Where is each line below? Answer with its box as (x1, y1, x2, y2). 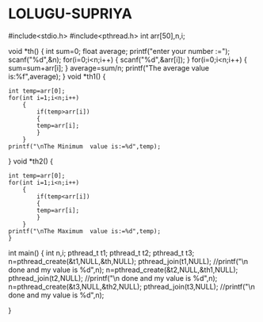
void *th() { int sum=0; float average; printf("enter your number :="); (8, 46, 231, 56)
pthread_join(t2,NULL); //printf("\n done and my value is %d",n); (8, 273, 218, 282)
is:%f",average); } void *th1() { (8, 71, 106, 81)
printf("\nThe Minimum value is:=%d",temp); (8, 142, 161, 151)
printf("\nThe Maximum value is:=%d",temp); (8, 227, 161, 235)
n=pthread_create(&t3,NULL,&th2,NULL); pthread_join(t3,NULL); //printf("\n (8, 282, 255, 291)
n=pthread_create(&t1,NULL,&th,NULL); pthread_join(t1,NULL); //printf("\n (8, 256, 249, 266)
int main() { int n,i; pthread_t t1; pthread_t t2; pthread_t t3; (8, 247, 195, 258)
